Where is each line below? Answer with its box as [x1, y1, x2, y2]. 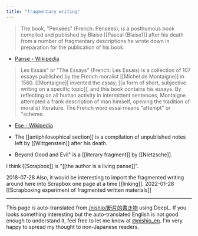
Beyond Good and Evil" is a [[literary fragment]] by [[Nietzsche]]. [14, 151, 173, 158]
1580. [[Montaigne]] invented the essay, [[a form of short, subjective [20, 79, 187, 86]
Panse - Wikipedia [14, 55, 60, 62]
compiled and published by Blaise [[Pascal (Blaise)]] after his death [20, 31, 184, 38]
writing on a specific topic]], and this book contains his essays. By [20, 85, 181, 92]
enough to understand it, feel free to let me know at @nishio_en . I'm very [6, 217, 183, 224]
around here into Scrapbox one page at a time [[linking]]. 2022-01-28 [6, 180, 174, 187]
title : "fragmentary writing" [6, 8, 81, 15]
